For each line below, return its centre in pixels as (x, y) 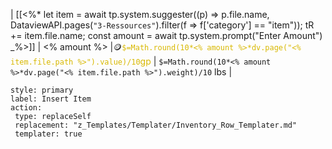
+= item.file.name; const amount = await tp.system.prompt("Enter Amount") (166, 35)
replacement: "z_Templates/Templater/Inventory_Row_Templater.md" (156, 125)
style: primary (42, 90)
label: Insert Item (51, 99)
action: (26, 108)
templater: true (48, 134)
